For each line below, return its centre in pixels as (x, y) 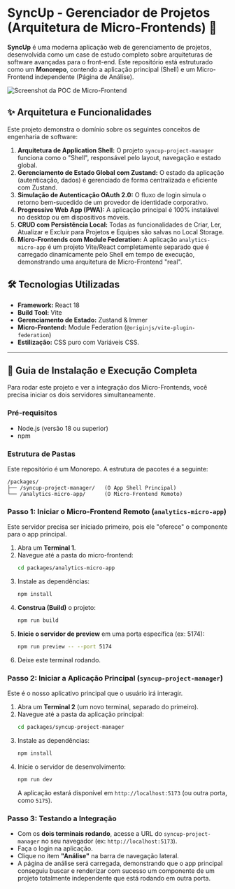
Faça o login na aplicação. (55, 848)
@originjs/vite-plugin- (161, 328)
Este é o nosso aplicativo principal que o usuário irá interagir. (95, 693)
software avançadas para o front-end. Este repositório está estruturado (110, 62)
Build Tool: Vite (40, 312)
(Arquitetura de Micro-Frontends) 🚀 (112, 28)
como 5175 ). (35, 800)
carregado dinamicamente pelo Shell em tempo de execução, (106, 254)
